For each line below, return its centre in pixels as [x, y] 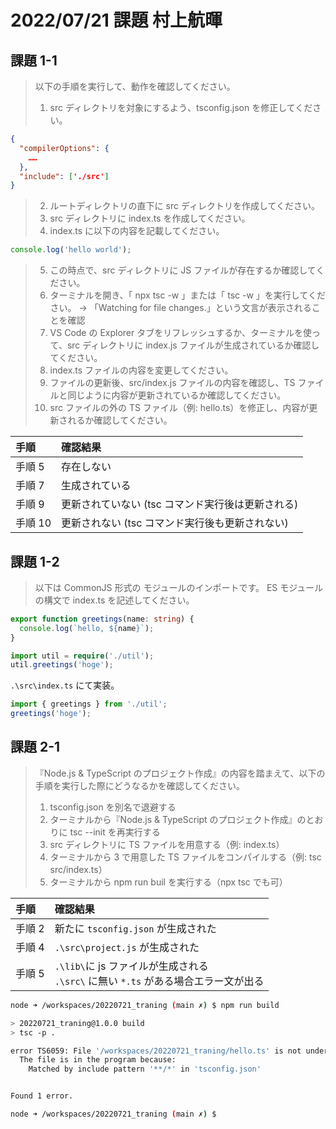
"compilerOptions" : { [64, 148]
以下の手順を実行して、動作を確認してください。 [135, 86]
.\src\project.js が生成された [127, 947]
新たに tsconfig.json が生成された [135, 928]
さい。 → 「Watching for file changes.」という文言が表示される [180, 308]
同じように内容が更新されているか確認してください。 [177, 395]
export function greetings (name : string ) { [102, 619]
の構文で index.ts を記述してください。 [114, 600]
